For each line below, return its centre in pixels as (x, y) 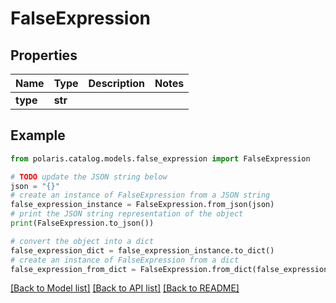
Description (116, 83)
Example (38, 135)
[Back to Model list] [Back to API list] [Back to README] (125, 288)
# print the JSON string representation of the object (127, 214)
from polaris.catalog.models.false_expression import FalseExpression (160, 158)
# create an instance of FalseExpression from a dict (125, 260)
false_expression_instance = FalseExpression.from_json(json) (142, 205)
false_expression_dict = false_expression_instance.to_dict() (142, 250)
